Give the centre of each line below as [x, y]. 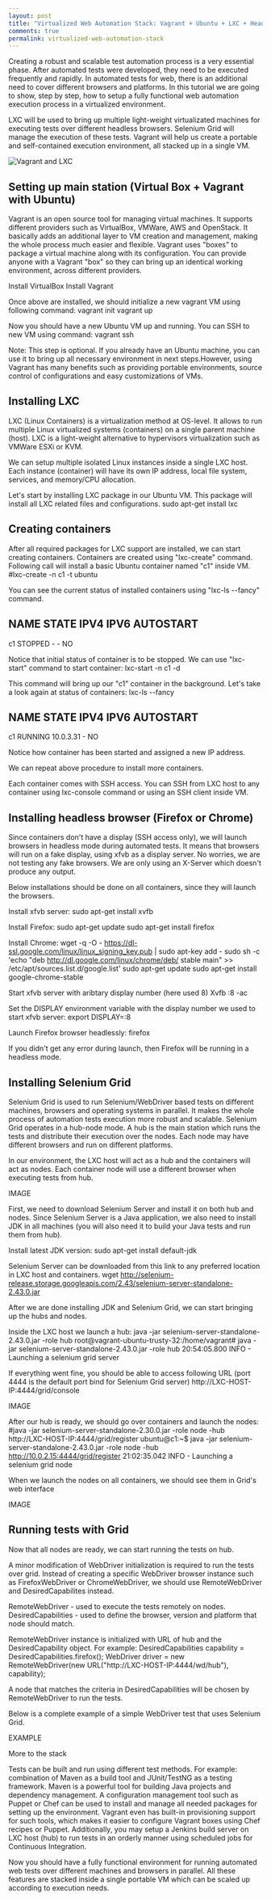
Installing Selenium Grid [70, 1083]
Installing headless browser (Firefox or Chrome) [131, 818]
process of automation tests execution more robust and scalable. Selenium [133, 1119]
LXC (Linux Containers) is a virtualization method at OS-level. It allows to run [135, 420]
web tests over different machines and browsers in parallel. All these [122, 1870]
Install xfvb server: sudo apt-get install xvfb [81, 912]
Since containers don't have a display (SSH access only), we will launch [128, 837]
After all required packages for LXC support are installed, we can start [125, 548]
